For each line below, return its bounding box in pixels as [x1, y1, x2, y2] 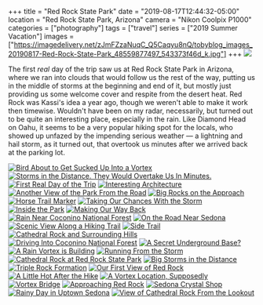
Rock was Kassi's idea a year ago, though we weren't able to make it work [8, 98, 249, 107]
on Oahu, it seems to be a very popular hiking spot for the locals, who [8, 123, 233, 132]
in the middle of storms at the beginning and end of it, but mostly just [8, 82, 232, 90]
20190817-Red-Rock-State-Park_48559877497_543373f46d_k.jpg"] [8, 49, 227, 58]
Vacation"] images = [8, 31, 75, 41]
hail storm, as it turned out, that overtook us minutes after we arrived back [8, 140, 248, 148]
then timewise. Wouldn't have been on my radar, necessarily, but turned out [8, 106, 254, 115]
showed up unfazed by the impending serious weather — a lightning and [8, 131, 243, 140]
